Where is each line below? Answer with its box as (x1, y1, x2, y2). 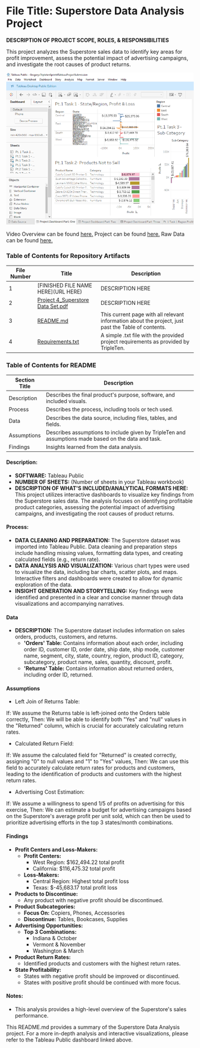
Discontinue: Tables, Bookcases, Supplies (23, 915, 128, 922)
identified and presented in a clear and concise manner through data (14, 594, 183, 601)
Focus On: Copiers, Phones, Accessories (23, 909, 125, 916)
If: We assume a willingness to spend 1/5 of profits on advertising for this (6, 800, 185, 807)
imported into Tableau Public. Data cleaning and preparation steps (14, 543, 177, 550)
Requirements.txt (37, 338, 79, 345)
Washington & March (32, 947, 85, 954)
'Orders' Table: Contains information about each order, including (23, 640, 183, 647)
